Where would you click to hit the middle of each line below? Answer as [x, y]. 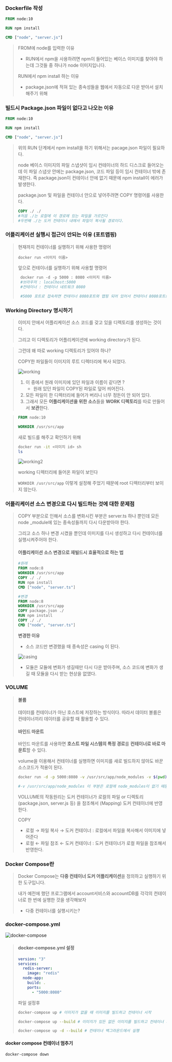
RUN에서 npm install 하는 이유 [48, 76]
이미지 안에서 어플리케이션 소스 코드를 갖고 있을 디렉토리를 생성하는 [85, 322]
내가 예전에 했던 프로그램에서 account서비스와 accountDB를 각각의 [85, 894]
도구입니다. [35, 883]
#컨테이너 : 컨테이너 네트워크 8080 [53, 287]
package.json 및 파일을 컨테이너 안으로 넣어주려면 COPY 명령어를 [84, 195]
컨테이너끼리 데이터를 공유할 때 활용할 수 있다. [64, 719]
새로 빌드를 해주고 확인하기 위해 [49, 437]
